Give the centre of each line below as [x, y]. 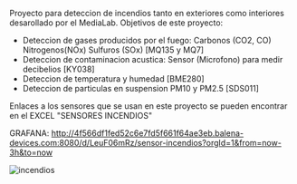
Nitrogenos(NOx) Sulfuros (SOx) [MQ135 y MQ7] [113, 50]
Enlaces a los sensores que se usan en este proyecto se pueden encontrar [148, 106]
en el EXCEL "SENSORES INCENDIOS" [81, 116]
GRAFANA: [29, 133]
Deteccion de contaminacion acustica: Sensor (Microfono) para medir [153, 59]
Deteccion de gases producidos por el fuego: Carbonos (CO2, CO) [147, 40]
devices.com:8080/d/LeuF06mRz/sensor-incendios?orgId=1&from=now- [146, 143]
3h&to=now [31, 152]
